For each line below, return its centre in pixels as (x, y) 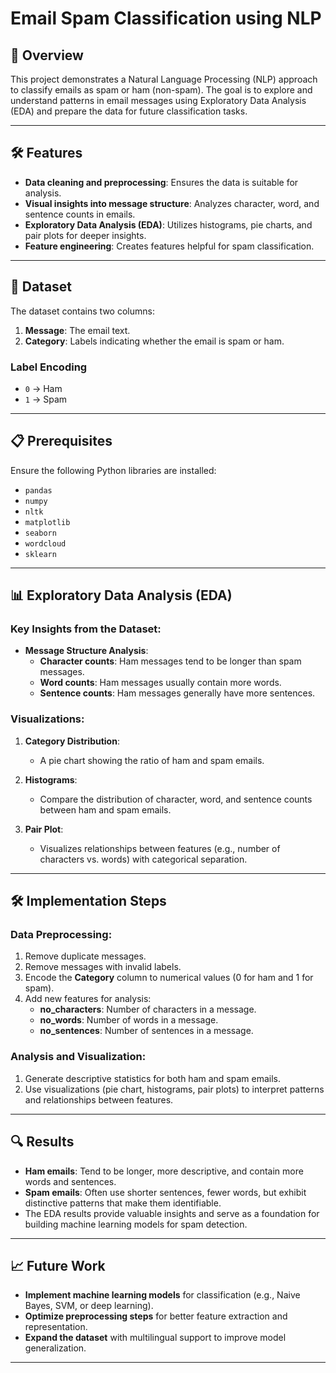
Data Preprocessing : (61, 935)
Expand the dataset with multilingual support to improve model (155, 1338)
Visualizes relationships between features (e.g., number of (160, 848)
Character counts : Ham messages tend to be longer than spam (170, 661)
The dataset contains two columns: (82, 311)
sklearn (40, 554)
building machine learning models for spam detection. (136, 1224)
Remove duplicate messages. (85, 956)
